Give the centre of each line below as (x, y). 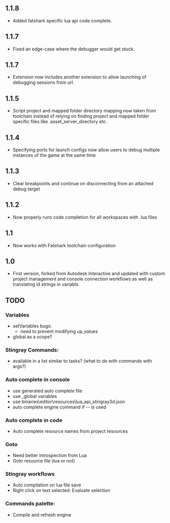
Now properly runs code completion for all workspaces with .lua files (85, 217)
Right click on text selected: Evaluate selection (61, 490)
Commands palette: (30, 504)
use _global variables (35, 396)
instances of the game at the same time (54, 155)
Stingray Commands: (32, 350)
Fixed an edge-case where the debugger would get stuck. (74, 49)
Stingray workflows (30, 474)
